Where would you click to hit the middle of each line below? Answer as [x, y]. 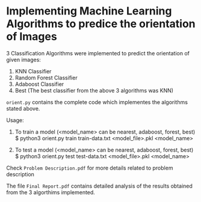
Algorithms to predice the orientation [101, 24]
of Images [32, 37]
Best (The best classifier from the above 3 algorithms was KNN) [94, 90]
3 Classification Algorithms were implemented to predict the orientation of [98, 53]
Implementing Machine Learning [89, 11]
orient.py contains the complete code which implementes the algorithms [97, 102]
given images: [23, 60]
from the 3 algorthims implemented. [51, 192]
